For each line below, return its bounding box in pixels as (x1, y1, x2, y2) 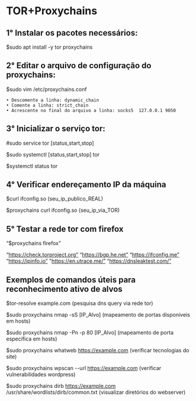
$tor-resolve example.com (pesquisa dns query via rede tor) (6, 300, 153, 307)
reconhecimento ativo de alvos (6, 284, 123, 294)
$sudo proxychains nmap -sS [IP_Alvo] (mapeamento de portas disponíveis (6, 311, 191, 319)
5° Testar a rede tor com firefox (6, 224, 124, 234)
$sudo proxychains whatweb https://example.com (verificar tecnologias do (6, 347, 189, 354)
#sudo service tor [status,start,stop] (6, 139, 94, 147)
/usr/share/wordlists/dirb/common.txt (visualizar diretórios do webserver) (6, 389, 186, 396)
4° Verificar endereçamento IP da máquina (6, 180, 167, 190)
